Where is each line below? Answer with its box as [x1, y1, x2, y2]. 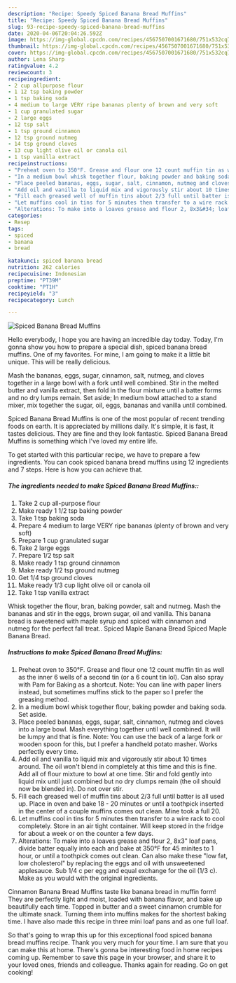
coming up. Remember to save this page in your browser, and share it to [8, 954, 216, 962]
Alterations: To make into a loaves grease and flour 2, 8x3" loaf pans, [18, 837, 218, 845]
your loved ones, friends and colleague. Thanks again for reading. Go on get [8, 961, 228, 969]
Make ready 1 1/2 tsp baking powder [18, 507, 123, 515]
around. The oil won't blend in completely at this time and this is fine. [18, 762, 217, 771]
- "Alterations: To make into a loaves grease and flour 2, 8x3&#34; [8, 206, 216, 213]
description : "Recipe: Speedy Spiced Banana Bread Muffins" [8, 10, 188, 18]
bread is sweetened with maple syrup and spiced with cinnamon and [8, 617, 207, 626]
